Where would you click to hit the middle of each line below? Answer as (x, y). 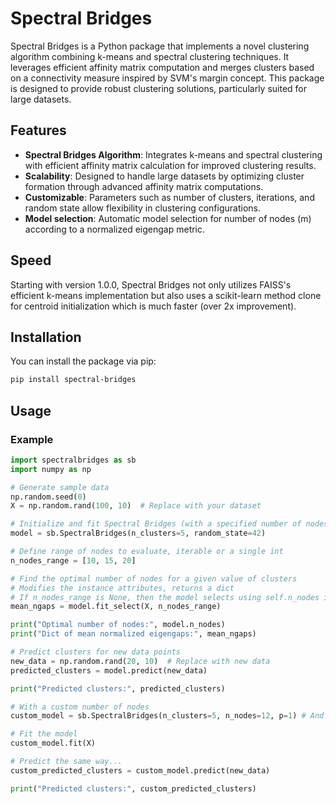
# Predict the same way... (66, 762)
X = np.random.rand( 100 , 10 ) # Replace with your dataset (136, 506)
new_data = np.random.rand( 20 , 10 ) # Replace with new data (140, 661)
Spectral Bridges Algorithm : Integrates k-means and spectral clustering (173, 154)
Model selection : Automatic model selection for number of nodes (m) (168, 218)
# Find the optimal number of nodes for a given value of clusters (154, 578)
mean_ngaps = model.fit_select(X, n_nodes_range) (116, 607)
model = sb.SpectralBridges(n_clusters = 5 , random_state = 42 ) (138, 533)
